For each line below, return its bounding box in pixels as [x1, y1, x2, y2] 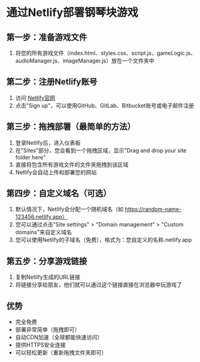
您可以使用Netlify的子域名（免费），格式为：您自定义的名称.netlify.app [15, 236, 192, 244]
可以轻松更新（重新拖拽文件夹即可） [15, 349, 107, 356]
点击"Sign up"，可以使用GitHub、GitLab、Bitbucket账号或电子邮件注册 [15, 102, 194, 109]
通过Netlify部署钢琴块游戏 [6, 6, 139, 20]
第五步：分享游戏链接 [6, 256, 87, 266]
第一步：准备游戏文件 [6, 32, 87, 42]
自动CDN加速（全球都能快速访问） [15, 334, 103, 341]
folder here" [15, 153, 46, 161]
